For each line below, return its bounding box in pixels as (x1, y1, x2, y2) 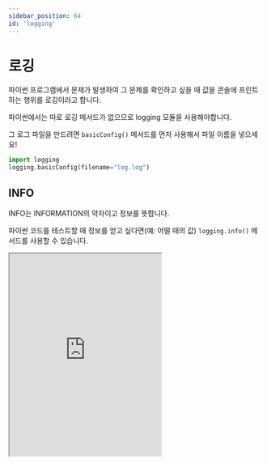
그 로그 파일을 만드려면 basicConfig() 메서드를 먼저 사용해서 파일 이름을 (8, 130, 237, 139)
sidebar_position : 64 (8, 11, 82, 20)
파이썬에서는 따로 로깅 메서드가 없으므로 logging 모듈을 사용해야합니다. (8, 113, 232, 122)
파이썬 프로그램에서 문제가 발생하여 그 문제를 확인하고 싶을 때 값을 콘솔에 (8, 85, 237, 95)
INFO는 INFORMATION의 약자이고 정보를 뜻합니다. (8, 208, 170, 218)
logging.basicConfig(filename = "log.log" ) (8, 164, 150, 172)
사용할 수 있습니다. (29, 236, 89, 245)
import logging (8, 156, 60, 164)
